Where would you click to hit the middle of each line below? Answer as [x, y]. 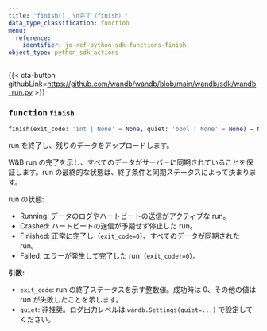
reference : [33, 38]
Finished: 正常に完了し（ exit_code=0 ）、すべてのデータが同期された [130, 236]
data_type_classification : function [69, 23]
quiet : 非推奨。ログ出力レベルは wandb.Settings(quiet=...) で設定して [136, 310]
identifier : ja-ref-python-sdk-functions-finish [104, 45]
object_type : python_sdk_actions [64, 53]
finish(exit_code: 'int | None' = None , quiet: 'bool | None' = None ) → [131, 129]
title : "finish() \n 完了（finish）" [68, 16]
